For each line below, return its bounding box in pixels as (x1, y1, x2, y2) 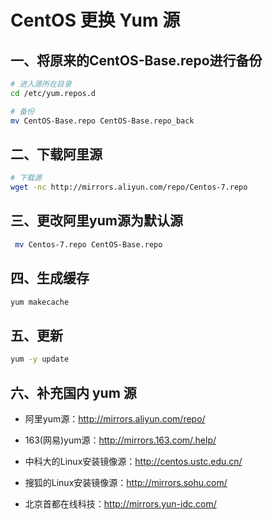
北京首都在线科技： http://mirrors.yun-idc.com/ (24, 497, 217, 510)
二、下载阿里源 (10, 146, 103, 163)
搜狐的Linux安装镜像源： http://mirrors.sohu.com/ (24, 476, 228, 488)
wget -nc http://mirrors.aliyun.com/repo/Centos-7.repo (10, 182, 248, 193)
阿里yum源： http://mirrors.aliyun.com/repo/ (24, 412, 206, 425)
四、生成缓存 (10, 270, 90, 287)
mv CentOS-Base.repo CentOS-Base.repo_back (10, 116, 195, 126)
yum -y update (10, 354, 70, 365)
